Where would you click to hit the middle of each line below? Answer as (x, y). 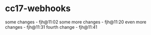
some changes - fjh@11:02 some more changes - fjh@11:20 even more (76, 22)
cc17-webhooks (38, 9)
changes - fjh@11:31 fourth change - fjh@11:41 (51, 27)
